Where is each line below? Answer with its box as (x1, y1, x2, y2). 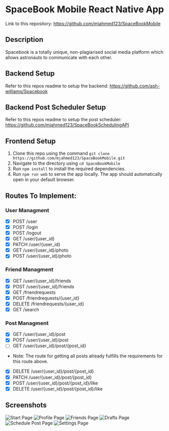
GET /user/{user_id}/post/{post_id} (12, 343, 86, 349)
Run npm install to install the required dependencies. (12, 166, 126, 172)
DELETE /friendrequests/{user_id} (12, 301, 84, 307)
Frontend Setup (5, 137, 56, 145)
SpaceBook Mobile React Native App (5, 4, 164, 15)
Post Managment (5, 320, 49, 327)
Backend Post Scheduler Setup (5, 103, 106, 111)
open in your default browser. (12, 176, 75, 183)
